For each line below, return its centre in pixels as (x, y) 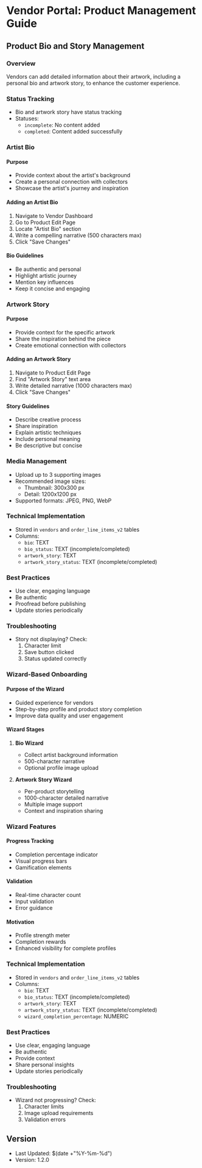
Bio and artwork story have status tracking (68, 112)
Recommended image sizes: (50, 481)
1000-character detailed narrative (66, 798)
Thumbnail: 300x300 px (54, 487)
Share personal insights (45, 1064)
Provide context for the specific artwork (65, 332)
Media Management (37, 462)
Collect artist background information (71, 755)
